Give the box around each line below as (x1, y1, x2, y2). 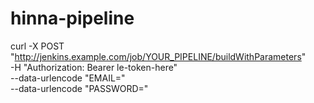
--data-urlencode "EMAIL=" (10, 72, 126, 84)
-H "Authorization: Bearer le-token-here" (10, 61, 178, 73)
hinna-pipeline (10, 7, 135, 30)
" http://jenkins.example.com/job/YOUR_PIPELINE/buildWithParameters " (10, 50, 307, 62)
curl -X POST (10, 40, 65, 52)
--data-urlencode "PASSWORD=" (10, 82, 149, 94)
